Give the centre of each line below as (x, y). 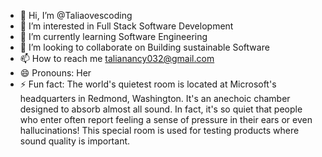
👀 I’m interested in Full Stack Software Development (126, 26)
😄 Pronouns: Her (55, 73)
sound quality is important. (75, 141)
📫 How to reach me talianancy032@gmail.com (117, 58)
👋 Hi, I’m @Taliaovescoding (76, 15)
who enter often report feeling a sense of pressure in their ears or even (166, 119)
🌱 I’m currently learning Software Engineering (113, 36)
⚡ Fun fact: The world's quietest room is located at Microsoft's (148, 84)
